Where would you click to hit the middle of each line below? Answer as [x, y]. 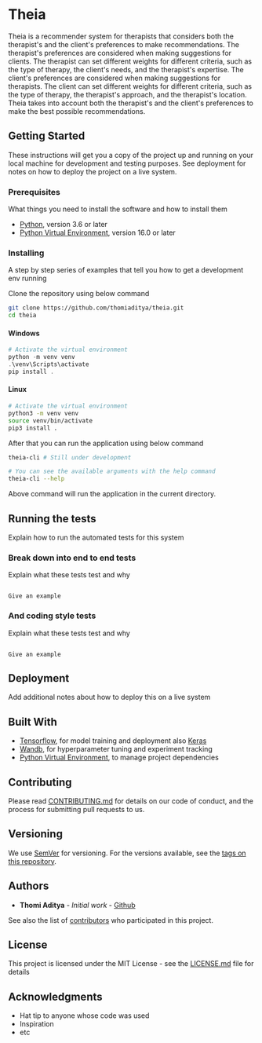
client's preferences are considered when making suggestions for [115, 78]
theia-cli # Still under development [70, 457]
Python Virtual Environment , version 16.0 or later [98, 232]
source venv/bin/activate [50, 421]
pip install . [31, 371]
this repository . [33, 861]
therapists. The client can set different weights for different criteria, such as [130, 86]
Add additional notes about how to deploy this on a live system [109, 697]
